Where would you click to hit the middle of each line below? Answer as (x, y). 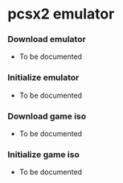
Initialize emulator (43, 77)
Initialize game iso (43, 154)
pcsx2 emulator (61, 14)
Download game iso (47, 116)
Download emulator (47, 40)
